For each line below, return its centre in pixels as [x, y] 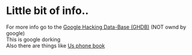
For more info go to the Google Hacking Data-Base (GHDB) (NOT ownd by [96, 27]
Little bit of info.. [48, 11]
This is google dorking [33, 39]
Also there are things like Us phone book [56, 46]
